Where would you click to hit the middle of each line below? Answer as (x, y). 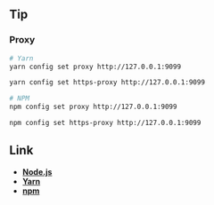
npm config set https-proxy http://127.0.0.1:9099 (105, 123)
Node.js (37, 171)
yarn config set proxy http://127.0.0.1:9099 (95, 67)
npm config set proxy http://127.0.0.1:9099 (93, 107)
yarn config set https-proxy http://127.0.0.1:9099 (107, 83)
